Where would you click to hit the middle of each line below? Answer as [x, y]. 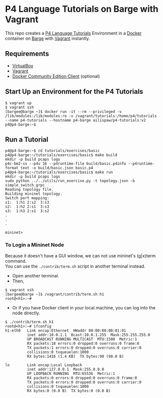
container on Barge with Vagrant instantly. [47, 38]
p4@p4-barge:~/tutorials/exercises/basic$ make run [59, 172]
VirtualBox [23, 65]
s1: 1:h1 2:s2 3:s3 [27, 203]
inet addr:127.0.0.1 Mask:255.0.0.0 [66, 369]
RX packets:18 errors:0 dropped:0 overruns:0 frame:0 [83, 343]
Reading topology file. [29, 190]
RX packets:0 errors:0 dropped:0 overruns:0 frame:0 [82, 378]
